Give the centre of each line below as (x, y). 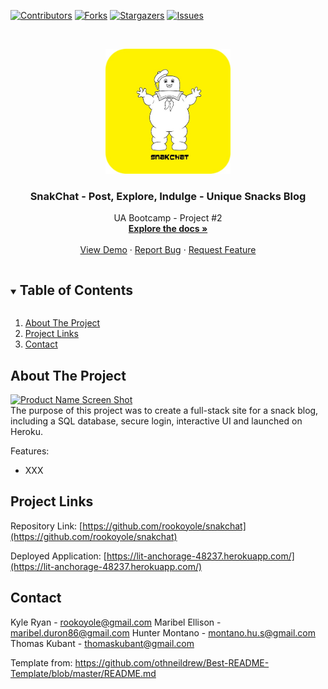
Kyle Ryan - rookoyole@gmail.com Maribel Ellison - (116, 622)
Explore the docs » (168, 229)
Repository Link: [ (46, 526)
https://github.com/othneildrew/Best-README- (172, 662)
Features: (30, 451)
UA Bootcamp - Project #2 (168, 218)
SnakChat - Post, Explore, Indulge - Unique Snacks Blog (168, 196)
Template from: (41, 662)
